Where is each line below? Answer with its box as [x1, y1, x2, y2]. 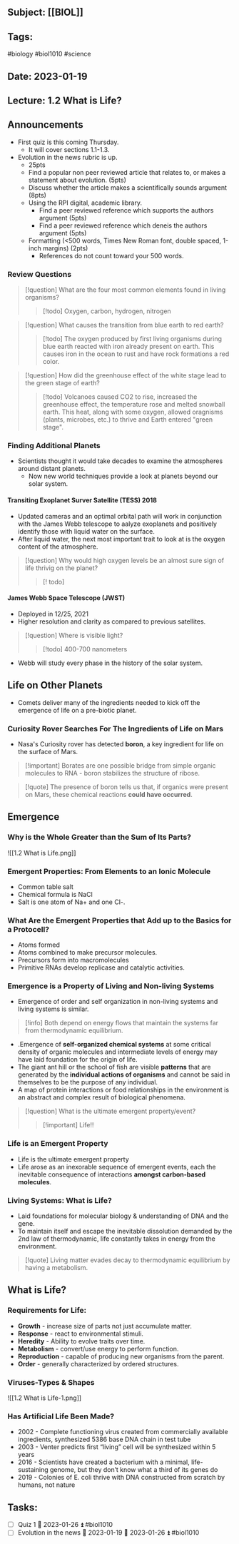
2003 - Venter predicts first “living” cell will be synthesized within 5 [17, 1443, 216, 1451]
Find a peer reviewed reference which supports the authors [39, 205, 214, 214]
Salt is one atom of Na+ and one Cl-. [17, 898, 126, 906]
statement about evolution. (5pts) [28, 176, 127, 184]
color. [42, 357, 60, 366]
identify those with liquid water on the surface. [17, 527, 155, 535]
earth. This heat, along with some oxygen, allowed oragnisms [42, 407, 223, 417]
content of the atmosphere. [17, 542, 98, 551]
